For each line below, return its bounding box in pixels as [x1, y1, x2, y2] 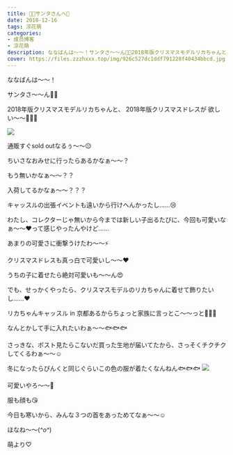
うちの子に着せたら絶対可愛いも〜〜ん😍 [7, 271, 124, 279]
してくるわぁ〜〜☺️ [7, 349, 63, 358]
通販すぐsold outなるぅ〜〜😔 [7, 141, 92, 150]
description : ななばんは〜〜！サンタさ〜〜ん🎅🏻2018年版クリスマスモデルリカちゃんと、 [7, 49, 232, 56]
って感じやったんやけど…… [31, 224, 109, 232]
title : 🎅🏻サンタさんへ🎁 [7, 10, 70, 17]
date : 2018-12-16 [7, 17, 58, 24]
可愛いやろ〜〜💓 [7, 381, 54, 390]
